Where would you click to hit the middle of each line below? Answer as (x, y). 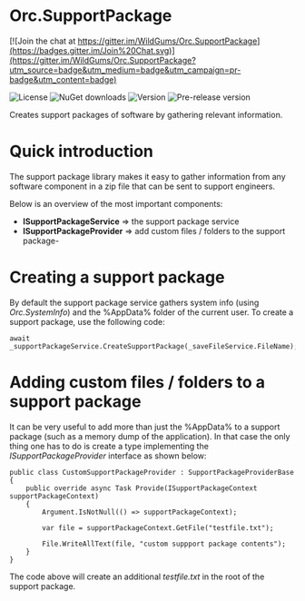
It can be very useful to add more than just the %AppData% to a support (145, 427)
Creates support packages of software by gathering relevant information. (146, 114)
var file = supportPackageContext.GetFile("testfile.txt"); (158, 527)
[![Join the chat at (43, 41)
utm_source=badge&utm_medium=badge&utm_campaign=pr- (125, 70)
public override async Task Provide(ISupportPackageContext (142, 488)
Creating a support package (117, 277)
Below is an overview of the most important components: (116, 203)
